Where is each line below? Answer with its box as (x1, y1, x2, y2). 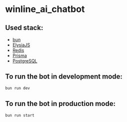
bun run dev (5, 85, 30, 90)
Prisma (12, 52, 27, 58)
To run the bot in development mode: (5, 72, 122, 81)
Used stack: (5, 23, 43, 32)
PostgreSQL (12, 58, 37, 63)
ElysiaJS (12, 42, 30, 48)
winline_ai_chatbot (5, 3, 85, 15)
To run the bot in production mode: (5, 99, 116, 108)
